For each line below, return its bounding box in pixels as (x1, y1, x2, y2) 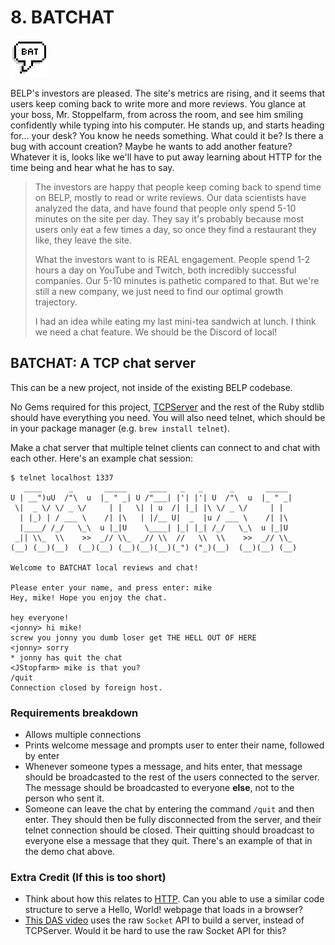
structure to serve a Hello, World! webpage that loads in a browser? (24, 904, 303, 916)
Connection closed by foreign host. (10, 682, 163, 693)
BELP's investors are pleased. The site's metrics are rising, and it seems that (10, 87, 326, 99)
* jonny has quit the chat (10, 652, 123, 663)
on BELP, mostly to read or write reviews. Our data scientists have (34, 191, 307, 203)
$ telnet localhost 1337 (10, 472, 114, 483)
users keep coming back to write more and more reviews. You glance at (10, 97, 307, 110)
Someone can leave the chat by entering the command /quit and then (24, 803, 315, 815)
